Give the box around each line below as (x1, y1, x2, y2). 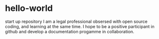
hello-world (5, 3, 53, 14)
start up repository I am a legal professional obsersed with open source (5, 19, 148, 24)
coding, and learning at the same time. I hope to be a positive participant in (5, 23, 155, 29)
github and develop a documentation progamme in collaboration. (5, 29, 135, 34)
